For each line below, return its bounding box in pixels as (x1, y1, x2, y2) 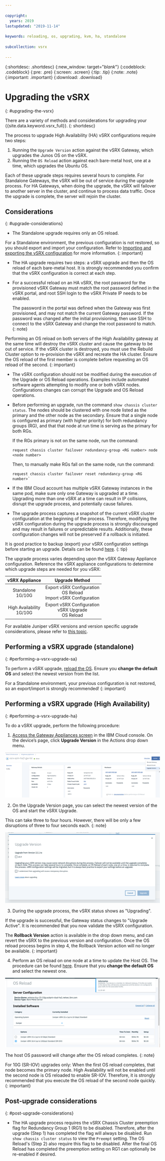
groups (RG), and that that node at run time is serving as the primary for (12, 423, 158, 429)
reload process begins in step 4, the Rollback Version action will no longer (5, 942, 155, 948)
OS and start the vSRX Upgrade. (12, 807, 78, 814)
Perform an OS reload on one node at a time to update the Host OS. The (12, 957, 158, 963)
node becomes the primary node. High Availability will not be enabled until (5, 1067, 156, 1073)
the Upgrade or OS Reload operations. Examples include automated (12, 376, 149, 382)
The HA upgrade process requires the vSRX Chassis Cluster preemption (12, 1120, 158, 1125)
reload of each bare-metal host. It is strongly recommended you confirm (12, 265, 159, 271)
